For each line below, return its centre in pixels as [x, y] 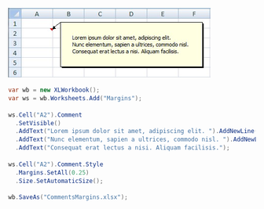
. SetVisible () [38, 123]
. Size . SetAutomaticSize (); [59, 181]
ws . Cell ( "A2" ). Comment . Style [56, 164]
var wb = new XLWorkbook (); [54, 90]
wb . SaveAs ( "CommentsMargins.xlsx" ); [68, 197]
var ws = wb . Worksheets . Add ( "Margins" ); [75, 98]
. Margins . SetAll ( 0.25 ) [52, 172]
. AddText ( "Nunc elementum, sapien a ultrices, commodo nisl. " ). [125, 140]
